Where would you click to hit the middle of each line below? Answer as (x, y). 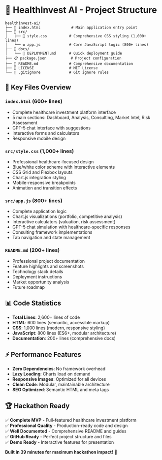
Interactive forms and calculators (46, 133)
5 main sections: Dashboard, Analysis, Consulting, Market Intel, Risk (81, 117)
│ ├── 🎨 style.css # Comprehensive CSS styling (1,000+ (76, 36)
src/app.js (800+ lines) (34, 200)
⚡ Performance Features (43, 354)
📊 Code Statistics (33, 303)
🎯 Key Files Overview (38, 87)
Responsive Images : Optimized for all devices (59, 379)
